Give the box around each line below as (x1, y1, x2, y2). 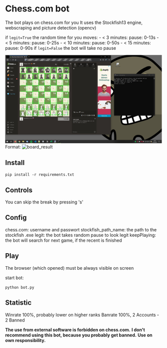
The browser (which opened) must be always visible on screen (5, 265, 134, 271)
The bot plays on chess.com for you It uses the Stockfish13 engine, (5, 19, 143, 25)
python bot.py (5, 285, 35, 290)
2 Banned (5, 317, 25, 323)
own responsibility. (5, 337, 46, 343)
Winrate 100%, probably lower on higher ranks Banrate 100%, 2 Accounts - (5, 312, 159, 318)
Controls (5, 185, 33, 194)
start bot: (5, 275, 24, 281)
